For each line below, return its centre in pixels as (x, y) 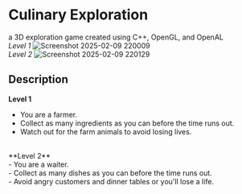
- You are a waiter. (39, 164)
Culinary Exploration (78, 15)
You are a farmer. (49, 114)
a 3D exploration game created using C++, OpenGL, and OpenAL (116, 37)
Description (38, 79)
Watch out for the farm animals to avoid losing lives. (106, 131)
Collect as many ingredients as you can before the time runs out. (127, 123)
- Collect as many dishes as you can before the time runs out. (111, 173)
